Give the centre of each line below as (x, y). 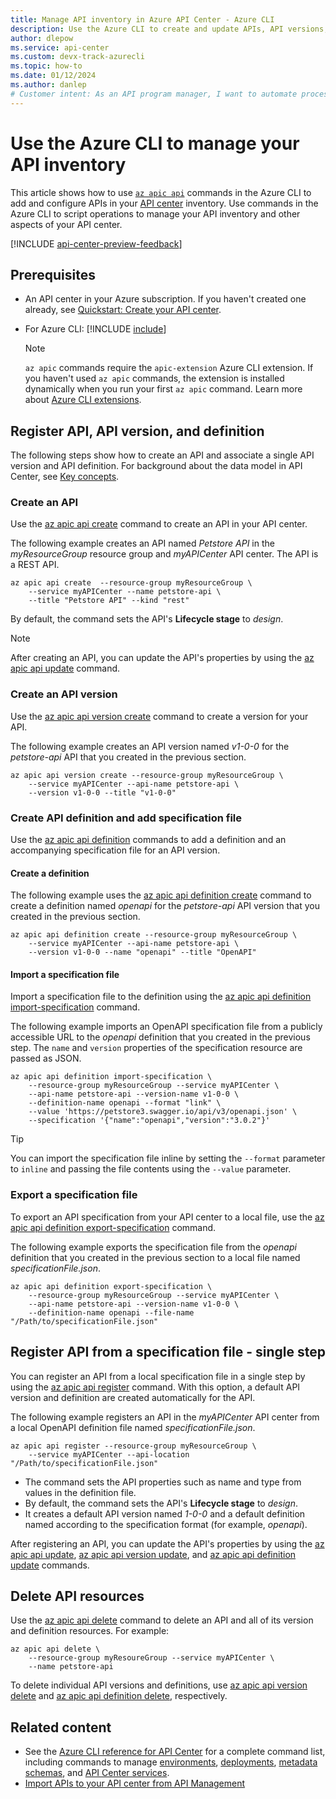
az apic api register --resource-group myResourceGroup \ (133, 1446)
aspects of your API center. (66, 224)
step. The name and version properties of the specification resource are (156, 1048)
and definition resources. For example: (90, 1631)
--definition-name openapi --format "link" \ (125, 1103)
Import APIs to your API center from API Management (135, 1783)
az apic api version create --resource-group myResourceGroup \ (147, 775)
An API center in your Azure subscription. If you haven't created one (165, 299)
